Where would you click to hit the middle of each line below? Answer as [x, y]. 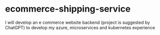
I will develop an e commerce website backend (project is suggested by [78, 22]
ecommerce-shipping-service [68, 9]
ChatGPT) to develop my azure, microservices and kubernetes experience [80, 27]
